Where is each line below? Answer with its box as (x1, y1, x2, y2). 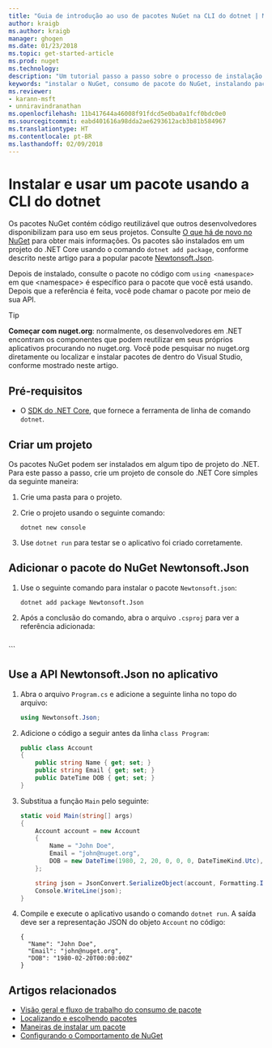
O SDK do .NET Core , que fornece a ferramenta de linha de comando (19, 406, 251, 416)
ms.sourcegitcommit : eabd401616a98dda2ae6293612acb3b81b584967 (8, 118, 227, 126)
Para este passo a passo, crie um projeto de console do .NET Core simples (8, 468, 258, 478)
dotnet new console (19, 524, 87, 532)
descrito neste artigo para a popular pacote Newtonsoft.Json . (8, 253, 215, 263)
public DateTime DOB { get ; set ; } (35, 774, 155, 782)
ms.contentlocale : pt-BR (8, 132, 92, 140)
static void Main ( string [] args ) (19, 811, 134, 819)
